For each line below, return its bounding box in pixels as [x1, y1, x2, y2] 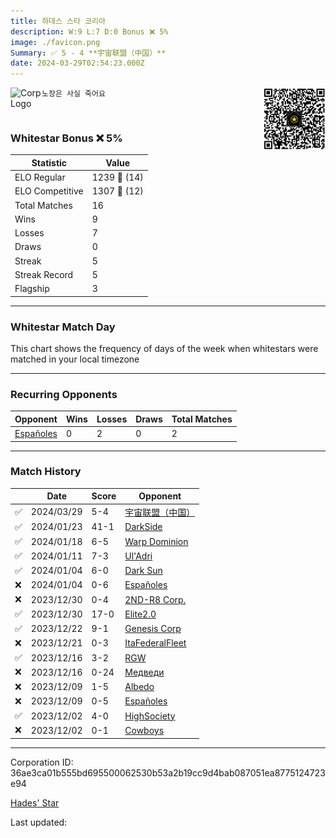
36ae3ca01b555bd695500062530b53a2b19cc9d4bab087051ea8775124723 [10, 766, 326, 779]
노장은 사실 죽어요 [41, 89, 106, 99]
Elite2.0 [124, 608, 157, 620]
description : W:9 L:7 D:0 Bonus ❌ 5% [10, 26, 169, 37]
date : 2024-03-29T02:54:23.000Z [10, 58, 145, 69]
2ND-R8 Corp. [124, 593, 187, 605]
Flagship [14, 283, 50, 295]
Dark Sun [124, 565, 163, 577]
